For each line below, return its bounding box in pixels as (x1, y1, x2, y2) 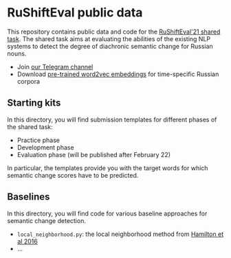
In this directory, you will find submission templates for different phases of (7, 115, 217, 124)
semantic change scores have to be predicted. (7, 171, 139, 179)
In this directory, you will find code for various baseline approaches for (7, 209, 208, 218)
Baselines (7, 191, 50, 203)
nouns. (7, 49, 27, 58)
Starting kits (7, 97, 61, 109)
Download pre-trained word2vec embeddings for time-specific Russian (16, 70, 219, 78)
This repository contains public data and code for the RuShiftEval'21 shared (7, 27, 221, 36)
